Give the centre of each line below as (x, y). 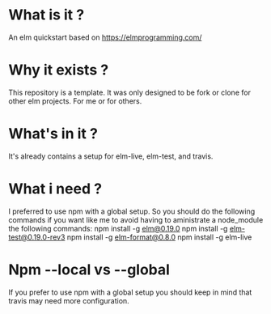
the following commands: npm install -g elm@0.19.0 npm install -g (118, 228)
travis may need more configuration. (69, 300)
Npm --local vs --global (89, 269)
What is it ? (47, 15)
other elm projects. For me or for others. (75, 101)
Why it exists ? (59, 70)
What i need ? (55, 189)
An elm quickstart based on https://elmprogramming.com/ (105, 37)
